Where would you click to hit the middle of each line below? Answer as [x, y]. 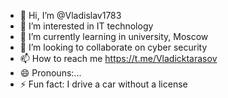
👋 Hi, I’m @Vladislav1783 [70, 15]
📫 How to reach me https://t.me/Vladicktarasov [118, 58]
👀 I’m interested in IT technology [86, 26]
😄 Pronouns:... [50, 73]
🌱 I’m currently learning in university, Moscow [114, 36]
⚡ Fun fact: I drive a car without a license [103, 84]
